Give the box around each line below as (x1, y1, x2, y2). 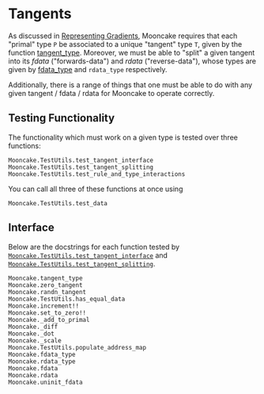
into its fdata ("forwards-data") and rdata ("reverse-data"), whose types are (8, 56, 257, 66)
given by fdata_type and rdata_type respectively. (8, 64, 168, 74)
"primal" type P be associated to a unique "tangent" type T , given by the (8, 39, 243, 48)
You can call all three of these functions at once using (8, 184, 183, 193)
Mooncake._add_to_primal (8, 316, 90, 323)
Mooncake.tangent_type (8, 274, 83, 282)
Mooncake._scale (8, 336, 62, 345)
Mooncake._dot (8, 330, 55, 338)
